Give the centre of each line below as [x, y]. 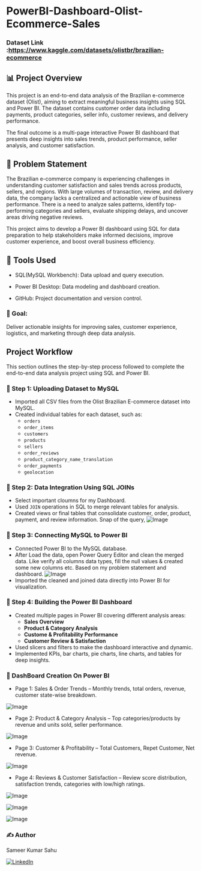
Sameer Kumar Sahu [31, 850]
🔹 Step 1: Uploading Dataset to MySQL [63, 388]
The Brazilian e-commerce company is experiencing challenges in [88, 179]
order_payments [43, 466]
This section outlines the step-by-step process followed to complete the [95, 366]
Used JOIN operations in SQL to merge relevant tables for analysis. [97, 507]
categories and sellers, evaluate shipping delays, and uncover [112, 210]
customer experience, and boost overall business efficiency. [81, 241]
